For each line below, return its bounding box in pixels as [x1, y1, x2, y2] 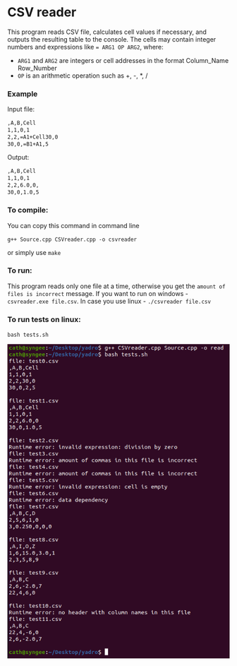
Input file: [7, 105, 35, 114]
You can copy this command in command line [7, 221, 140, 230]
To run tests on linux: [7, 314, 81, 324]
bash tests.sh [7, 331, 49, 339]
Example [7, 89, 38, 99]
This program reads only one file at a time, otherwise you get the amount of [7, 282, 226, 290]
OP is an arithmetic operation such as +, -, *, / [17, 71, 148, 80]
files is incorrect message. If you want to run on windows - [7, 289, 188, 297]
